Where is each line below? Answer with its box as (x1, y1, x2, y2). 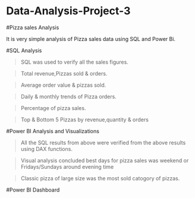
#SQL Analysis (6, 46, 42, 54)
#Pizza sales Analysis (6, 24, 59, 31)
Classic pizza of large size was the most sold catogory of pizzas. (20, 174, 180, 182)
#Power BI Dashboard (6, 186, 60, 193)
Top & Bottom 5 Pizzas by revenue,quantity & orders (20, 116, 149, 123)
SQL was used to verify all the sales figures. (20, 58, 129, 65)
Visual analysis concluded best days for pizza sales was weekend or (20, 156, 189, 164)
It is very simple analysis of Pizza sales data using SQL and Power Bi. (6, 35, 176, 42)
